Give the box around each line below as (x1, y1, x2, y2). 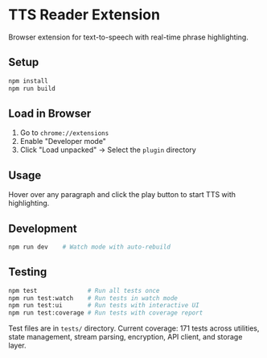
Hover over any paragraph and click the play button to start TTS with (8, 190, 236, 200)
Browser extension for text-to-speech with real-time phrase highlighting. (8, 32, 249, 42)
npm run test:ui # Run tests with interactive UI (8, 302, 199, 310)
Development (8, 221, 78, 235)
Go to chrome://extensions (19, 128, 109, 138)
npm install (8, 76, 48, 85)
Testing (8, 265, 47, 279)
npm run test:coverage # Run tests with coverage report (8, 309, 203, 317)
